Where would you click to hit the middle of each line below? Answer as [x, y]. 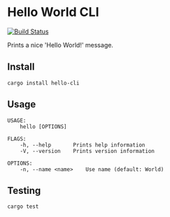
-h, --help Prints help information [83, 145]
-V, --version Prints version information [87, 151]
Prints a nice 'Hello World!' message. [61, 45]
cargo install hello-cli [43, 83]
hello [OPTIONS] [44, 126]
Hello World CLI [53, 12]
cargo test [23, 207]
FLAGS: [17, 139]
